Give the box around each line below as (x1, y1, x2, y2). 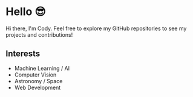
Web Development (14, 84, 61, 91)
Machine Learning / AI (14, 64, 70, 72)
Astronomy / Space (14, 77, 63, 84)
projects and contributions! (5, 31, 73, 38)
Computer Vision (14, 71, 57, 78)
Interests (5, 49, 41, 59)
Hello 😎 (5, 5, 46, 19)
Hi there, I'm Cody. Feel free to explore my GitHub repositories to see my (5, 25, 187, 32)
